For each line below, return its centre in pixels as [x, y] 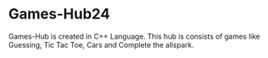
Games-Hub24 [60, 14]
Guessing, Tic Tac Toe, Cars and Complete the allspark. [101, 44]
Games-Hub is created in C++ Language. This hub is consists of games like [134, 36]
